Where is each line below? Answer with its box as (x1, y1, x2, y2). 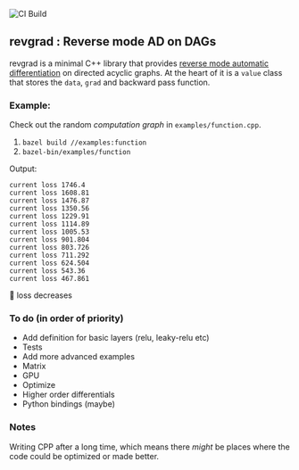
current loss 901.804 (9, 235, 90, 244)
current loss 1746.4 (9, 181, 87, 190)
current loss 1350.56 (9, 204, 90, 213)
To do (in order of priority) (9, 312, 124, 325)
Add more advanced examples (21, 351, 136, 362)
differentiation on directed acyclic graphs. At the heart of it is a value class (9, 67, 283, 78)
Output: (9, 163, 37, 174)
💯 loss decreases (9, 290, 73, 301)
